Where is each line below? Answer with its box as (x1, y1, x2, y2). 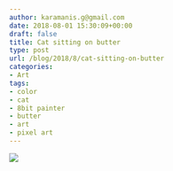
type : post (9, 46, 50, 55)
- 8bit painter (9, 104, 66, 113)
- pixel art (9, 128, 53, 137)
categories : (9, 63, 53, 72)
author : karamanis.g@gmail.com (9, 12, 125, 22)
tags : (9, 79, 29, 88)
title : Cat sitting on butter (9, 37, 122, 47)
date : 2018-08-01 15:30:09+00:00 (9, 21, 133, 30)
